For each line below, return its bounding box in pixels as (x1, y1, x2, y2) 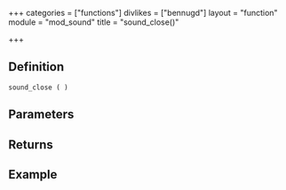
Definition (8, 59, 64, 74)
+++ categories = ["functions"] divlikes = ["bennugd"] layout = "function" (8, 8, 278, 18)
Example (8, 167, 58, 182)
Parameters (8, 107, 75, 122)
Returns (8, 137, 54, 152)
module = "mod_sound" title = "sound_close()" (8, 17, 179, 27)
